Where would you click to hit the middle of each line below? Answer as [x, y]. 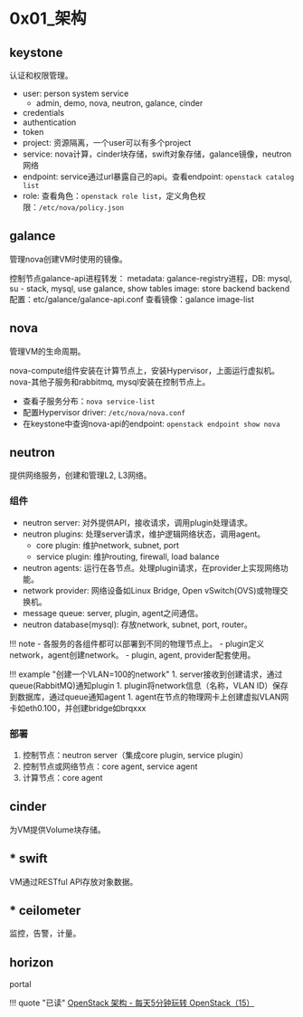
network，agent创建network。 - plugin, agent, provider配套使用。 [133, 655]
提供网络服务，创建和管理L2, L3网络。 [80, 475]
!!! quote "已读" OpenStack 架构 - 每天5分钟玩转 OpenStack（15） [132, 1003]
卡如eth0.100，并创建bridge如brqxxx [78, 708]
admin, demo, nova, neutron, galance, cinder [119, 103]
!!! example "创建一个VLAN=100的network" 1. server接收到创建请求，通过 [146, 674]
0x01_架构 [48, 19]
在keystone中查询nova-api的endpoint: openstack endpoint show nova [151, 423]
